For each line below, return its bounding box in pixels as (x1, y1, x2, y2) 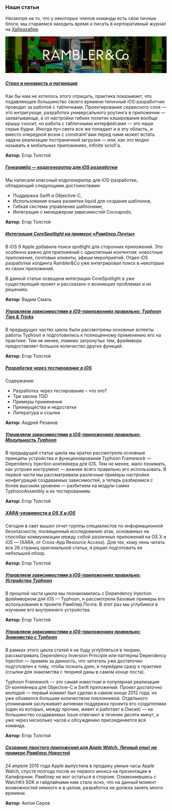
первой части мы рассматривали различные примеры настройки (5, 472, 149, 478)
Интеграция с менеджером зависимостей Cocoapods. (12, 209, 133, 215)
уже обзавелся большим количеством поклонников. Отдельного (5, 695, 148, 701)
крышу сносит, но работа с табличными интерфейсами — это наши (5, 120, 154, 127)
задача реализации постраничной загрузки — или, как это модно (5, 137, 149, 143)
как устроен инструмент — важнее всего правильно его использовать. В (5, 466, 166, 472)
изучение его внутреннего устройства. (5, 607, 91, 613)
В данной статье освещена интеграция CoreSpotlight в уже (5, 275, 135, 281)
